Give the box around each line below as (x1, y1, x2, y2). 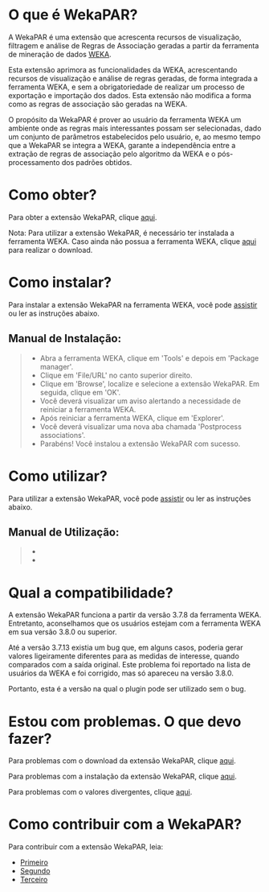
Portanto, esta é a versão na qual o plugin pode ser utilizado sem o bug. (8, 684, 247, 694)
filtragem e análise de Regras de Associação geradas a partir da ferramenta (8, 40, 259, 50)
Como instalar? (8, 274, 112, 291)
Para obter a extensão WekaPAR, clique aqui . (8, 212, 157, 222)
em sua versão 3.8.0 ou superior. (8, 627, 117, 637)
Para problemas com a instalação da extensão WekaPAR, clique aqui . (8, 771, 237, 782)
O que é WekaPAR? (8, 6, 138, 24)
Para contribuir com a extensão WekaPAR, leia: (8, 842, 164, 852)
